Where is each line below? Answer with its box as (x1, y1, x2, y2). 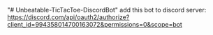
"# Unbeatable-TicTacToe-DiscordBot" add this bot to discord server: (7, 6, 207, 14)
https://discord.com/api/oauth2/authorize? (7, 13, 130, 21)
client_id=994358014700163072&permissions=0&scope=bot (7, 21, 183, 28)
